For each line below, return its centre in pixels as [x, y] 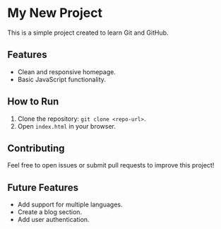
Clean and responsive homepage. [67, 71]
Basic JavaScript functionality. [61, 79]
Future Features [43, 188]
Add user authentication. [53, 220]
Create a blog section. [50, 212]
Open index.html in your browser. [67, 126]
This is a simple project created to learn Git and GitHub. [88, 33]
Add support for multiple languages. [70, 205]
